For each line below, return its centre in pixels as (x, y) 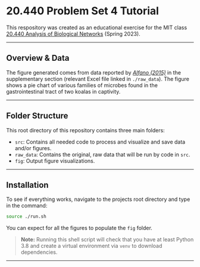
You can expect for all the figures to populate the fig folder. (79, 228)
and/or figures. (33, 148)
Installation (27, 185)
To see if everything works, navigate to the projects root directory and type (98, 199)
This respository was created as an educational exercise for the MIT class (97, 27)
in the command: (27, 206)
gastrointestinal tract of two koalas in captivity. (63, 91)
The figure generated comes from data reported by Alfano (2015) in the (94, 72)
